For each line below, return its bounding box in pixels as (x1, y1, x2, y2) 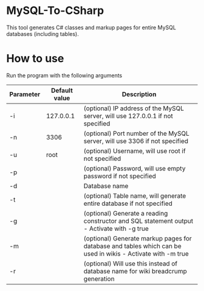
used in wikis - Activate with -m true (83, 249, 189, 258)
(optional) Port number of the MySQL (83, 129, 190, 138)
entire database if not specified (83, 199, 173, 208)
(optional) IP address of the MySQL (83, 104, 184, 113)
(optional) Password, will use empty (83, 164, 186, 172)
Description (121, 89, 157, 98)
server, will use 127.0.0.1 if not (83, 111, 173, 120)
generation (83, 275, 115, 283)
